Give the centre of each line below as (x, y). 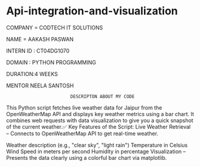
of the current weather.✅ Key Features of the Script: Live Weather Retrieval (99, 126)
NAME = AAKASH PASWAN (40, 39)
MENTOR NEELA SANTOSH (40, 86)
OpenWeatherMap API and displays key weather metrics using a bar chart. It (100, 114)
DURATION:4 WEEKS (32, 74)
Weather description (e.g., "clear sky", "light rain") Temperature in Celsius (97, 145)
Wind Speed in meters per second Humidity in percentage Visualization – (96, 151)
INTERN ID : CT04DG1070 (38, 51)
